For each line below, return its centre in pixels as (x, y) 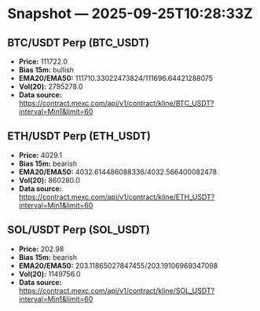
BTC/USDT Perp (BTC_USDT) (79, 43)
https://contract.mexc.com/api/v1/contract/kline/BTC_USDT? (116, 103)
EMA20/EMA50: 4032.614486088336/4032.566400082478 (118, 172)
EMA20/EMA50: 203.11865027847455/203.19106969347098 (118, 265)
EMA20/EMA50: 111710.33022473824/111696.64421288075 (116, 78)
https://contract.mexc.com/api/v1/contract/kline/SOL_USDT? (117, 291)
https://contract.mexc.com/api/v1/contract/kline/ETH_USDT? (117, 196)
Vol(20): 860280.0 (49, 180)
